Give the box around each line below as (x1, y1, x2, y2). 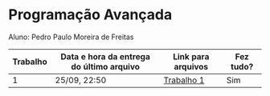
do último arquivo (71, 61, 141, 72)
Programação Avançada (8, 6, 173, 24)
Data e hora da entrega (60, 50, 150, 62)
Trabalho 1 (163, 74, 205, 86)
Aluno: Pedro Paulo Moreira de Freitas (8, 32, 134, 42)
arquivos (174, 61, 209, 72)
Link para (172, 50, 210, 62)
